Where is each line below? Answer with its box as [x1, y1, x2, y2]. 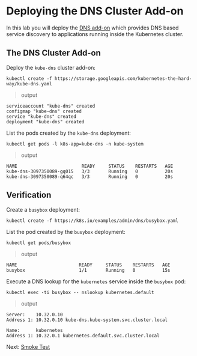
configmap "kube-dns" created [6, 108, 82, 114]
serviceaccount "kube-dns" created [6, 103, 95, 109]
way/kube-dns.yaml [6, 81, 52, 87]
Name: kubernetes [6, 327, 63, 333]
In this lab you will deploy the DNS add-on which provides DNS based [6, 24, 179, 31]
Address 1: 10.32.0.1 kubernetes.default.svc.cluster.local [6, 333, 160, 339]
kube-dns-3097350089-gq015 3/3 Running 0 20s [6, 168, 173, 174]
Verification [6, 190, 52, 200]
